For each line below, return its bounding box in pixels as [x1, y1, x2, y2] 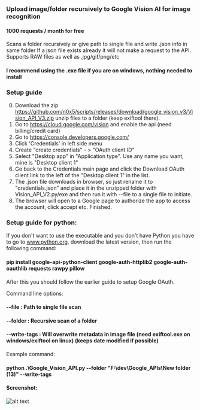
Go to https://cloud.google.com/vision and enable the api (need [14, 121, 172, 128]
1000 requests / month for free [6, 27, 84, 34]
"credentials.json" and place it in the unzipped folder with [14, 184, 157, 192]
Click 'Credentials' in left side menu [14, 140, 103, 147]
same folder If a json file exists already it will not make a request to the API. [6, 47, 192, 54]
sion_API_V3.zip [14, 114, 54, 122]
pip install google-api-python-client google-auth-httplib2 [6, 258, 153, 265]
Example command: [6, 350, 55, 357]
